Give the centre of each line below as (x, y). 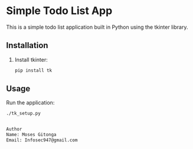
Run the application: (30, 103)
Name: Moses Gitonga (32, 135)
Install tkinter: (31, 59)
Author (14, 129)
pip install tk (33, 70)
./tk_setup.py (24, 114)
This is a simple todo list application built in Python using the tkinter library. (97, 27)
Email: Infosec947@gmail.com (42, 140)
